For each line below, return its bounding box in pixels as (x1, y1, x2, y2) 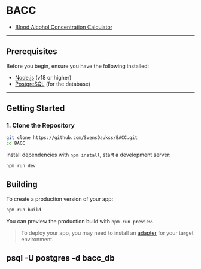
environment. (20, 235, 54, 243)
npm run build (6, 207, 42, 213)
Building (6, 179, 38, 189)
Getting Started (6, 103, 65, 114)
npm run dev (6, 163, 36, 169)
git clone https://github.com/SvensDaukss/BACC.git (6, 135, 138, 141)
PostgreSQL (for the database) (14, 80, 91, 87)
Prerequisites (6, 46, 57, 57)
